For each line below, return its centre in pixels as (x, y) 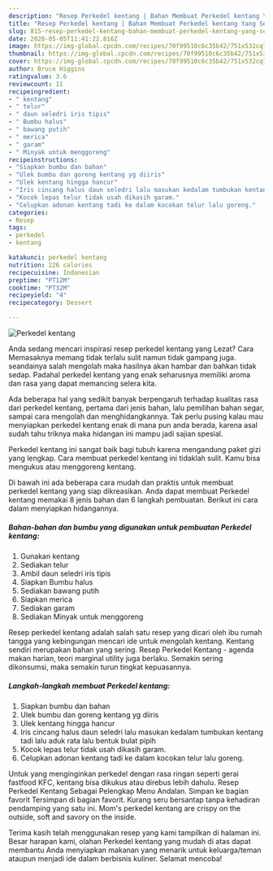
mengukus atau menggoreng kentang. (72, 467)
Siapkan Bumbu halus (56, 581)
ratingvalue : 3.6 (38, 76)
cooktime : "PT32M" (39, 288)
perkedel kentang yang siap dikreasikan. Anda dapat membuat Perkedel (129, 491)
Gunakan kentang (50, 556)
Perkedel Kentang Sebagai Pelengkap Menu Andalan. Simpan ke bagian (129, 790)
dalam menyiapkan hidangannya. (64, 508)
